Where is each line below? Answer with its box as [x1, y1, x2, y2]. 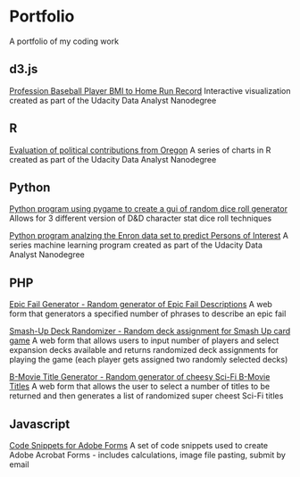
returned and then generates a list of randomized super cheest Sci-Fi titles [9, 390, 284, 401]
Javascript [9, 416, 71, 431]
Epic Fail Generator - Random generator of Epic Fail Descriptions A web [9, 299, 272, 310]
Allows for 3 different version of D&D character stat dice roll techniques [9, 213, 272, 224]
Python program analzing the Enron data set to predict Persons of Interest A [9, 230, 288, 241]
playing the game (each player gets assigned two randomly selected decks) [9, 355, 288, 365]
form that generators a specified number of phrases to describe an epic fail [9, 308, 287, 319]
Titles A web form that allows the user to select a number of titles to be [9, 381, 271, 392]
